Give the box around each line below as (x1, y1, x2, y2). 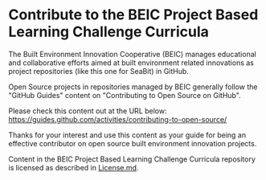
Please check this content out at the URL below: (8, 106, 167, 116)
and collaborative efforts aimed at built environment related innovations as (8, 58, 255, 67)
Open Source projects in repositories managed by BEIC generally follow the (8, 82, 259, 92)
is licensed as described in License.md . (8, 162, 139, 172)
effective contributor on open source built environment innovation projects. (8, 138, 257, 148)
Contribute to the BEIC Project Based (8, 6, 259, 24)
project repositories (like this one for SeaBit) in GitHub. (8, 66, 189, 76)
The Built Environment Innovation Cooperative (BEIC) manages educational (8, 49, 257, 59)
